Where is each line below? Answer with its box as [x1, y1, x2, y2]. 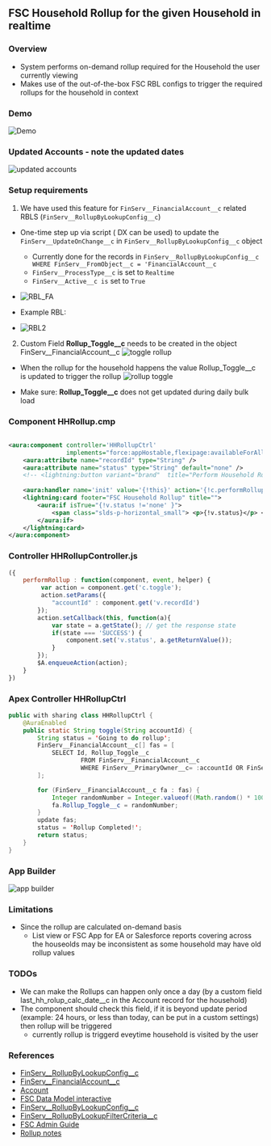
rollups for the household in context [19, 87, 139, 97]
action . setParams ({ [40, 592, 106, 600]
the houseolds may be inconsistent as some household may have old [31, 939, 262, 949]
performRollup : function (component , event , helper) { [23, 576, 211, 584]
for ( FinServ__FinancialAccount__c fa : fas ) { [37, 786, 200, 794]
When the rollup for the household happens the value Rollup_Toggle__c [19, 363, 256, 373]
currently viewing [19, 70, 78, 80]
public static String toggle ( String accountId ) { [23, 727, 194, 735]
